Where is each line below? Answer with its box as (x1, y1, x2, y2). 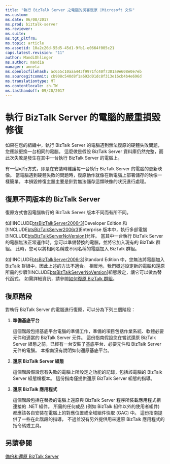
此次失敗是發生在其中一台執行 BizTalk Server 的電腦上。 (5, 155, 123, 161)
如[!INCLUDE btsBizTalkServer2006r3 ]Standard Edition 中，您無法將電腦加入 (5, 256, 165, 263)
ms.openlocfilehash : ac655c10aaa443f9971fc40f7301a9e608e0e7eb (5, 69, 142, 74)
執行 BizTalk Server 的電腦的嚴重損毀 (5, 112, 161, 123)
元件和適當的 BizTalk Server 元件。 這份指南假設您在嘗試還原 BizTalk (12, 334, 156, 341)
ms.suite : (5, 31, 26, 36)
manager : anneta (5, 64, 40, 69)
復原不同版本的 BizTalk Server (5, 195, 100, 203)
